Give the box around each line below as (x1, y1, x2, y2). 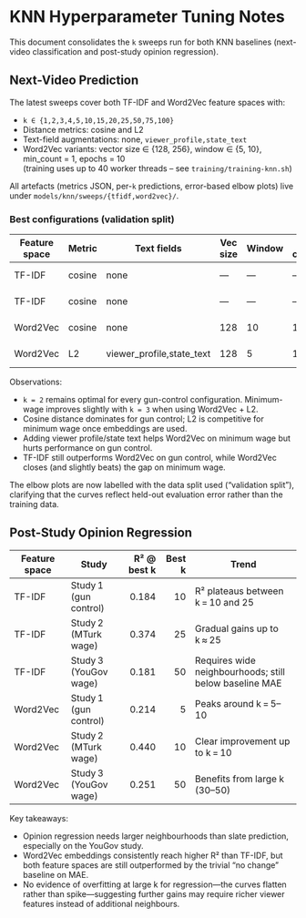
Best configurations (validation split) (9, 212, 175, 225)
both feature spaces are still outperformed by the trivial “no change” (22, 859, 280, 871)
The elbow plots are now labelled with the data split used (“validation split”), (9, 480, 294, 491)
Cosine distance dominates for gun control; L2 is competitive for (22, 413, 264, 424)
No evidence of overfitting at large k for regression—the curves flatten (22, 879, 287, 890)
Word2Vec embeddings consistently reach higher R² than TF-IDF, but (22, 850, 283, 861)
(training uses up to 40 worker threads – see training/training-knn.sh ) (22, 162, 293, 174)
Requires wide (194, 654, 257, 667)
